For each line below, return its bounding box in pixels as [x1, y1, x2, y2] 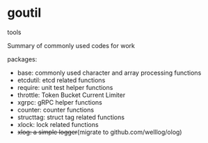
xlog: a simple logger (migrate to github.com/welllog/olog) [17, 128, 182, 136]
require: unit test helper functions [17, 83, 113, 91]
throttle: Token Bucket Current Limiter [17, 91, 126, 99]
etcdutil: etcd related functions [17, 75, 106, 84]
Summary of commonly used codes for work [7, 41, 136, 50]
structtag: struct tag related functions [17, 113, 125, 121]
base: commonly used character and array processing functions [17, 68, 202, 77]
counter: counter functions [17, 105, 95, 114]
